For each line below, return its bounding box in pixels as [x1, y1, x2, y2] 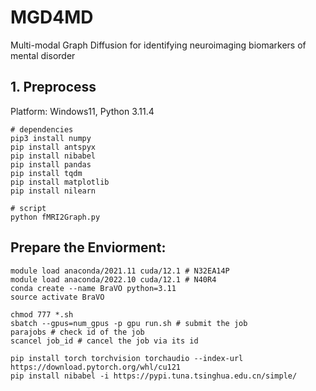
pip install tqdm [10, 168, 83, 178]
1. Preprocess [10, 79, 97, 96]
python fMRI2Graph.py [10, 212, 101, 222]
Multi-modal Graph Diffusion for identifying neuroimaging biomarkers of [10, 39, 307, 51]
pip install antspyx [10, 142, 97, 152]
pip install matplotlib [10, 177, 110, 187]
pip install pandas [10, 159, 92, 170]
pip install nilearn [10, 186, 97, 196]
